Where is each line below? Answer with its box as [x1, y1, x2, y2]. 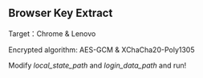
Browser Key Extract [8, 6, 113, 20]
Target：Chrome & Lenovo [8, 28, 96, 39]
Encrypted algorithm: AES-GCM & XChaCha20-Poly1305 [8, 44, 195, 55]
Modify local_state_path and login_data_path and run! [8, 60, 187, 70]
